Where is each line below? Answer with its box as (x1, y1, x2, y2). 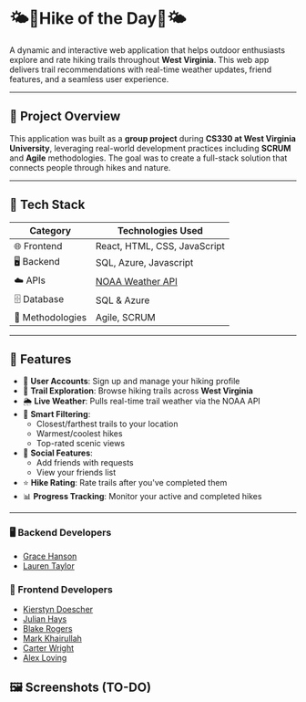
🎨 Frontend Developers (9, 582, 114, 595)
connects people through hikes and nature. (9, 162, 171, 173)
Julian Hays (22, 613, 67, 624)
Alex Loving (22, 652, 67, 663)
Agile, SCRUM (95, 310, 157, 323)
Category (29, 224, 71, 236)
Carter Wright (22, 642, 75, 654)
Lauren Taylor (22, 560, 75, 571)
